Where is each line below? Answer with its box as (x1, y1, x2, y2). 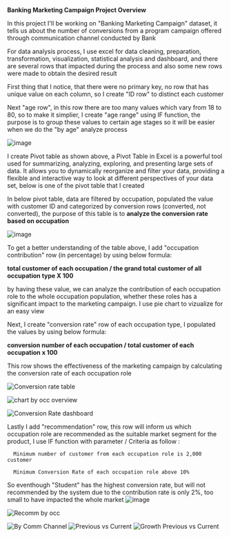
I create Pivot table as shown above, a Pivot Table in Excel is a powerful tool (7, 152, 223, 160)
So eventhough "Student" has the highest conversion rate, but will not (7, 481, 205, 489)
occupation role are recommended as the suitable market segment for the (7, 430, 217, 438)
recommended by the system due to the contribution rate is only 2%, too (7, 488, 214, 496)
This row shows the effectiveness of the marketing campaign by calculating (7, 362, 223, 370)
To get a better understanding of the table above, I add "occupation (7, 244, 199, 251)
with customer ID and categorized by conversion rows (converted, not (7, 202, 206, 210)
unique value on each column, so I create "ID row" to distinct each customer (7, 90, 224, 98)
